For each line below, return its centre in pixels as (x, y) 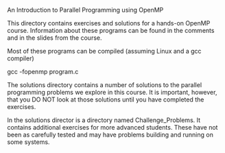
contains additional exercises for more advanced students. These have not (113, 127)
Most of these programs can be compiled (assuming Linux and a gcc (104, 51)
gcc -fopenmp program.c (43, 72)
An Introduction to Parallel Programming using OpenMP (85, 10)
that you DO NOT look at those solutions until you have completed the (106, 99)
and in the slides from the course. (55, 38)
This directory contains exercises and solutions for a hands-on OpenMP (109, 23)
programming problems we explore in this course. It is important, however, (112, 92)
